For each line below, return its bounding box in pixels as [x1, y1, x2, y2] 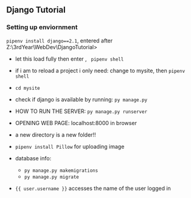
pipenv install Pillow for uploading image [15, 143, 125, 150]
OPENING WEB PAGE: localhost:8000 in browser [15, 119, 137, 126]
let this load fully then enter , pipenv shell [15, 55, 124, 63]
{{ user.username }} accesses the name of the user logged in [15, 185, 172, 192]
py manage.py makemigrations [24, 167, 99, 174]
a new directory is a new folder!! [15, 131, 96, 138]
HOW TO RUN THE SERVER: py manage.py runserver [15, 108, 148, 115]
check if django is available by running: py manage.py [15, 95, 148, 103]
